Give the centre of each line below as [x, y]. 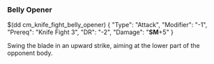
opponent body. [30, 53]
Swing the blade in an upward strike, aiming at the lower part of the [104, 46]
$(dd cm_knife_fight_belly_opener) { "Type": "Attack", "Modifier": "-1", [107, 25]
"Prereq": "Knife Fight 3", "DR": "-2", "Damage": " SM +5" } [91, 32]
